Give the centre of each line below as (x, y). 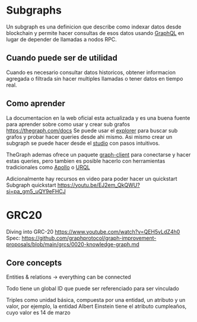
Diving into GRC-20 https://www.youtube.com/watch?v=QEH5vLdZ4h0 (93, 231)
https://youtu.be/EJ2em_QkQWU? (99, 185)
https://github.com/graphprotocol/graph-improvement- (89, 238)
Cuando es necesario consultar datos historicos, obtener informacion (91, 72)
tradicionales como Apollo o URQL (48, 167)
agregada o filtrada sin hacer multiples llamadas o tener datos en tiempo (95, 78)
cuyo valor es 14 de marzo (39, 313)
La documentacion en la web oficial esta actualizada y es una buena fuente (98, 118)
